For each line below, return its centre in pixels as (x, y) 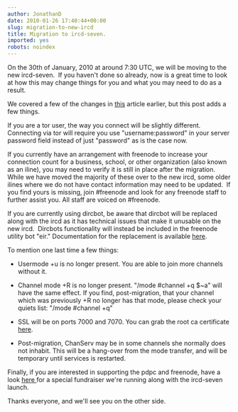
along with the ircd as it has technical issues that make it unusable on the (114, 221)
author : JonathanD (34, 14)
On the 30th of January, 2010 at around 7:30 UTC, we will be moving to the (117, 67)
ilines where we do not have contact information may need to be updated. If (119, 185)
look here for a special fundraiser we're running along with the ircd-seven (115, 380)
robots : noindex (31, 47)
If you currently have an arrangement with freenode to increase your (108, 154)
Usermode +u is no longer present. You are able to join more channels (120, 264)
